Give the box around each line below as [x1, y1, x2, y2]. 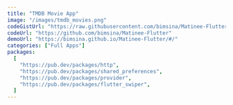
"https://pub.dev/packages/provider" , [19, 74, 132, 82]
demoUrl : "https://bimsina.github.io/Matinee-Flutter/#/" [7, 36, 178, 43]
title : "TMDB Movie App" [7, 10, 79, 17]
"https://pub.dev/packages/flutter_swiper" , [19, 81, 150, 88]
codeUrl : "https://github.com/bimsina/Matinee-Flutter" [7, 29, 172, 37]
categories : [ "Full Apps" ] [7, 42, 85, 49]
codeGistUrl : [7, 23, 45, 30]
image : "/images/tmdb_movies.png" [7, 17, 107, 23]
